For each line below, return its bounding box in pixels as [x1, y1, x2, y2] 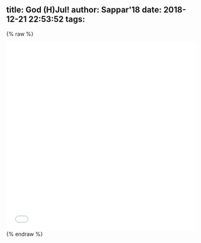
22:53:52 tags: [28, 14, 85, 25]
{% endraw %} [6, 230, 43, 238]
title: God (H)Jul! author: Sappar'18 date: [6, 5, 162, 15]
